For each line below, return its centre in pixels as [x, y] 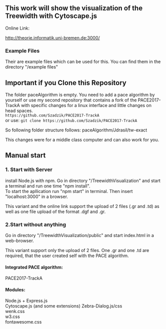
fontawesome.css [23, 322]
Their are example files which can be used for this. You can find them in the [83, 61]
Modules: [15, 289]
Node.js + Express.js [26, 301]
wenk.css [15, 311]
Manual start [25, 155]
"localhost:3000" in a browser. [37, 196]
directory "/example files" [32, 67]
